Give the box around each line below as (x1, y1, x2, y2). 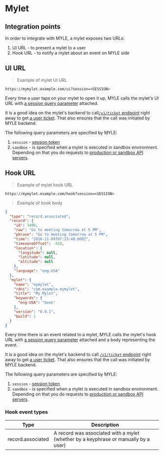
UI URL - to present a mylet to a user (12, 45, 86, 50)
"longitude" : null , (18, 250, 58, 255)
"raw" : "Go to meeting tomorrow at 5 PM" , (14, 228, 102, 233)
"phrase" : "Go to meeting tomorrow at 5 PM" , (14, 232, 108, 237)
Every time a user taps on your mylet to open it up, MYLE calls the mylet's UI (5, 95, 159, 101)
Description (91, 421, 119, 428)
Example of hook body (17, 200, 62, 206)
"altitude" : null (18, 260, 54, 264)
